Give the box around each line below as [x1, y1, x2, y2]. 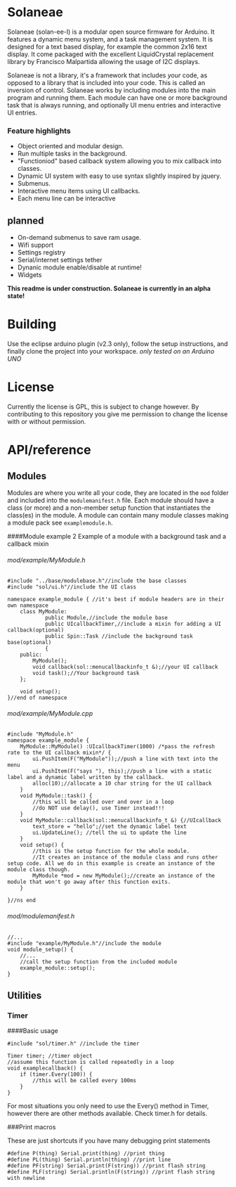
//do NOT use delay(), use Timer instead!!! [32, 804, 165, 812]
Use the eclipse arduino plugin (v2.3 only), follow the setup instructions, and [7, 339, 228, 348]
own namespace [7, 602, 49, 609]
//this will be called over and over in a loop [32, 799, 174, 806]
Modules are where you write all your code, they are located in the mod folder [7, 488, 229, 496]
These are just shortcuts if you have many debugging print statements [7, 1136, 211, 1145]
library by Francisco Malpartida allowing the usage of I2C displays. [7, 57, 200, 65]
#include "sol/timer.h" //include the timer [7, 1040, 140, 1048]
